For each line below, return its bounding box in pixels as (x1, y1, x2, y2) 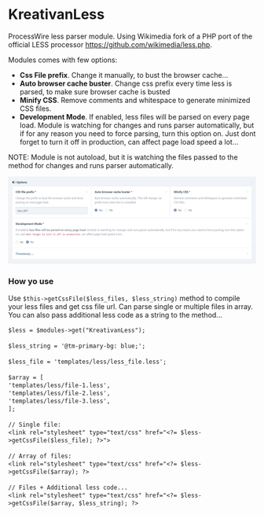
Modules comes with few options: (8, 55, 118, 64)
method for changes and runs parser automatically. (8, 160, 174, 170)
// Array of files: (8, 452, 72, 461)
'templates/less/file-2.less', (8, 389, 111, 398)
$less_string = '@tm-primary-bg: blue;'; (8, 342, 146, 351)
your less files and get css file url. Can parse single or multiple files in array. (8, 302, 254, 311)
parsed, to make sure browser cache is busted (19, 86, 170, 96)
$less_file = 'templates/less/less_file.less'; (8, 358, 167, 366)
